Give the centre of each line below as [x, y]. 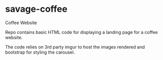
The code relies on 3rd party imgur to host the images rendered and [75, 47]
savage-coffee [36, 9]
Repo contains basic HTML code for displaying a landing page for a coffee [81, 32]
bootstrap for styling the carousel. [40, 52]
